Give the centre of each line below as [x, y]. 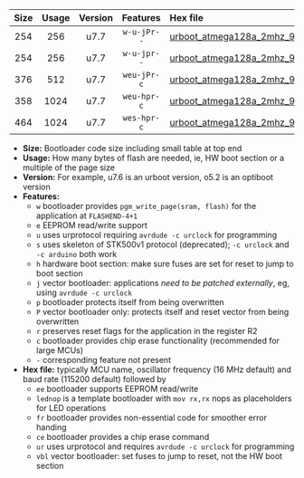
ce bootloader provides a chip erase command [123, 437]
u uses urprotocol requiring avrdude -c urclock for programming [157, 235]
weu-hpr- [141, 96]
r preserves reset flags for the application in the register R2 [147, 331]
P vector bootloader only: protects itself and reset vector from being [162, 312]
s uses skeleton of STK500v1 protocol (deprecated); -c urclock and [162, 244]
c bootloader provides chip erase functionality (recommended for [158, 340]
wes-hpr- [141, 118]
